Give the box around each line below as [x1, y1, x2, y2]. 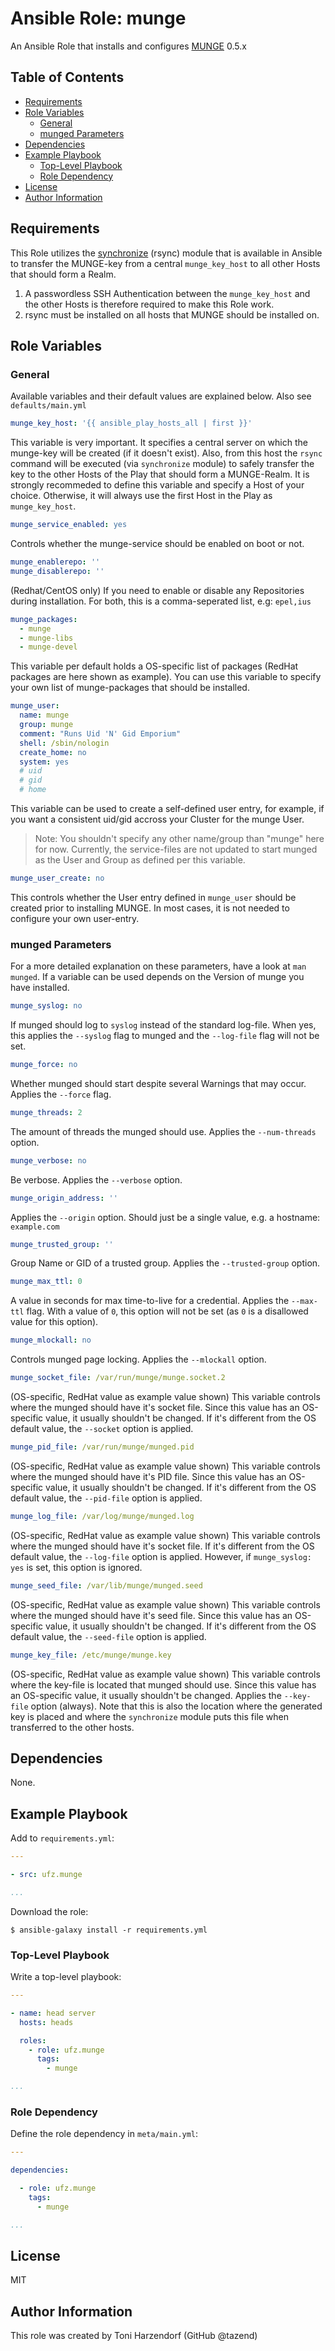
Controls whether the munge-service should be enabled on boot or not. [10, 538, 305, 549]
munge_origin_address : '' [10, 1193, 118, 1203]
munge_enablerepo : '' [10, 557, 101, 567]
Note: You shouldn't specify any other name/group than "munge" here [34, 833, 325, 844]
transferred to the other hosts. [10, 1721, 135, 1733]
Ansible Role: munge [10, 7, 187, 30]
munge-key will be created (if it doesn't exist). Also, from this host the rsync [10, 447, 323, 459]
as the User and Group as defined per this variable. [34, 854, 246, 866]
